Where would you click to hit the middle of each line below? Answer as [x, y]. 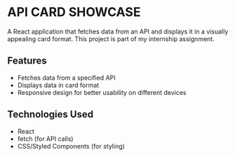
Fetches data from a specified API [66, 77]
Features [27, 61]
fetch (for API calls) [45, 139]
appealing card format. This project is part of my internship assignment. [111, 38]
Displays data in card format [58, 85]
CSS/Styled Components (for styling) [71, 146]
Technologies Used [50, 115]
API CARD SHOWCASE [74, 12]
